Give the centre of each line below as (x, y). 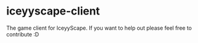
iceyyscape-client (53, 11)
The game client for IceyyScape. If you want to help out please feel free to (99, 28)
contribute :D (23, 34)
